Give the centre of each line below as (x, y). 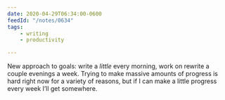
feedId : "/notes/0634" (40, 20)
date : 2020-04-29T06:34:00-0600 (54, 14)
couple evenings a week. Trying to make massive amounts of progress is (112, 74)
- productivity (42, 40)
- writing (34, 33)
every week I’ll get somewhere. (52, 89)
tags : (15, 27)
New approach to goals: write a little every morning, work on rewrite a (108, 66)
